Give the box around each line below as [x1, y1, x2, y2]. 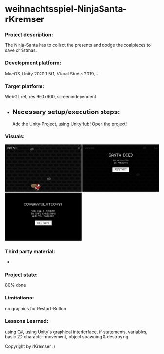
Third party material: [5, 248, 55, 255]
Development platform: [5, 59, 61, 66]
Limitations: [5, 295, 34, 301]
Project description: [5, 31, 53, 38]
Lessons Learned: [5, 317, 49, 324]
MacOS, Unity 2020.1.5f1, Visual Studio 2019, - [5, 71, 99, 76]
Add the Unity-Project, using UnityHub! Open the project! [12, 121, 127, 127]
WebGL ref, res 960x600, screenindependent [5, 94, 97, 100]
